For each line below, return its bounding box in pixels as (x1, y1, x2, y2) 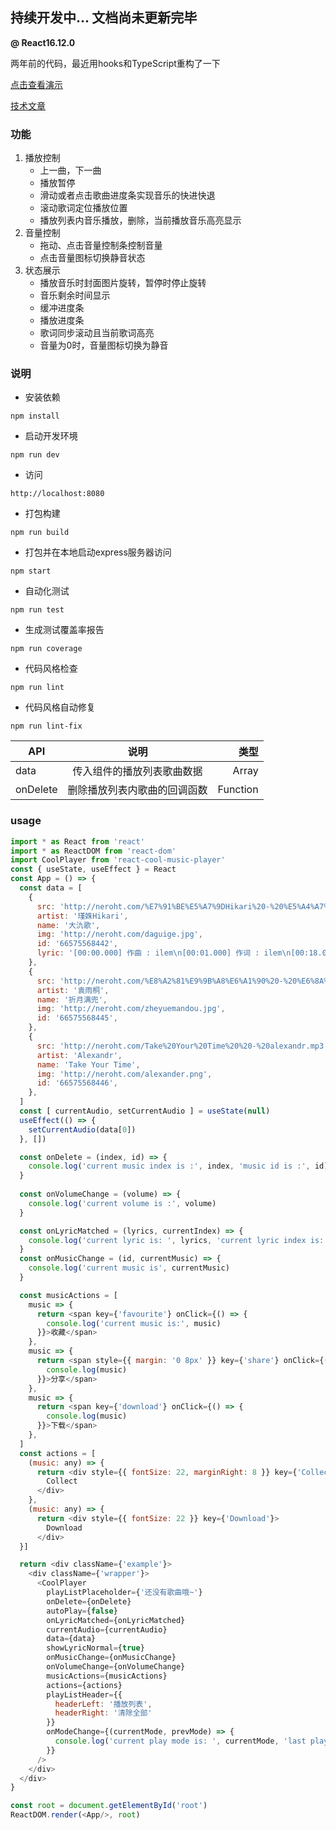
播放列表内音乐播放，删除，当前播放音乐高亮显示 (39, 214, 242, 227)
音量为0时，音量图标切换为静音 (39, 339, 169, 352)
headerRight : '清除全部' (54, 1708, 153, 1718)
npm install (10, 411, 60, 422)
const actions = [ (19, 1448, 97, 1458)
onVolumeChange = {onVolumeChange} (46, 1662, 186, 1672)
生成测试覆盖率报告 (24, 624, 105, 636)
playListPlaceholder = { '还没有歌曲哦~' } (46, 1588, 203, 1598)
